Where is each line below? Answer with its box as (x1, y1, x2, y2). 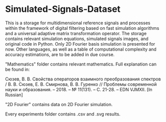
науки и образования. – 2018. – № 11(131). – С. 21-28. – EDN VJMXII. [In (5, 86, 153, 92)
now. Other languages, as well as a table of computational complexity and (5, 46, 157, 52)
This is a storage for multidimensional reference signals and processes (5, 20, 151, 26)
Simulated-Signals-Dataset (5, 3, 121, 15)
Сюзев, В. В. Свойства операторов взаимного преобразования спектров (5, 76, 161, 82)
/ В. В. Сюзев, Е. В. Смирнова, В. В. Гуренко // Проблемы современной (5, 81, 157, 87)
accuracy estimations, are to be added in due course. (5, 51, 115, 58)
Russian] (5, 92, 23, 98)
